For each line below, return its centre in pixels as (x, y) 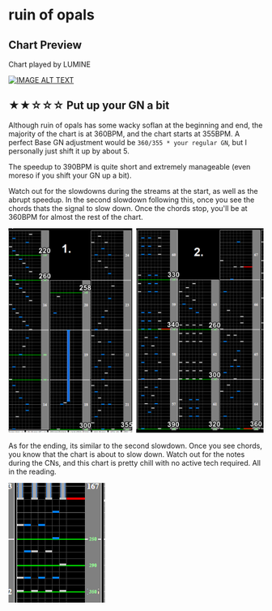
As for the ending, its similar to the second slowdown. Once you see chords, (136, 446)
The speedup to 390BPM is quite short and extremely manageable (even (130, 166)
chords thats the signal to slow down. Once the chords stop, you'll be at (128, 208)
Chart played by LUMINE (50, 64)
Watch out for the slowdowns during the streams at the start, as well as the (133, 191)
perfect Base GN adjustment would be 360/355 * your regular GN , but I (127, 142)
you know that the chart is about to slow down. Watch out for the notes (127, 454)
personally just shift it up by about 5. (69, 151)
